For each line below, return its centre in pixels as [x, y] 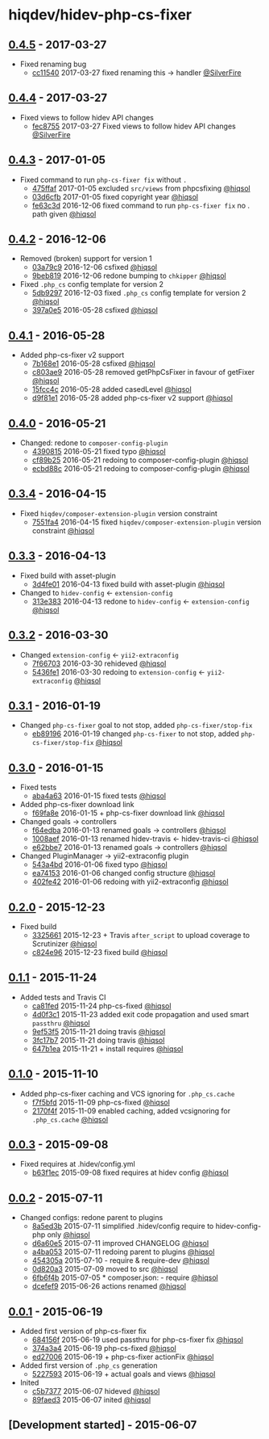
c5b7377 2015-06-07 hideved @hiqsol [96, 1391]
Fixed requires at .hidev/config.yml [77, 1164]
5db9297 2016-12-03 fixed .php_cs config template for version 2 [139, 293]
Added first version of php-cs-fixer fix [83, 1331]
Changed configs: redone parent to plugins [91, 1218]
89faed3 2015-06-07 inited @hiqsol [91, 1400]
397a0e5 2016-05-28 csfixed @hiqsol [95, 310]
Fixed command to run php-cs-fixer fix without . [103, 179]
